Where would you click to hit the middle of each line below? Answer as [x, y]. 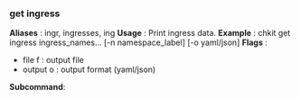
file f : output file [53, 60]
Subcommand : [37, 87]
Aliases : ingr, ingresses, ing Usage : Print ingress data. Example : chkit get [150, 33]
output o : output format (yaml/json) [89, 69]
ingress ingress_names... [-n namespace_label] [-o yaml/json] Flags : [139, 42]
